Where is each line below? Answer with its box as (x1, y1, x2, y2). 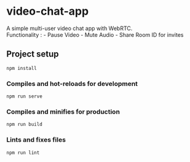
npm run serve (6, 93, 43, 99)
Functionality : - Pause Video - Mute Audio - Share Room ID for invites (6, 31, 184, 38)
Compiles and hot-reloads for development (6, 79, 138, 88)
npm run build (6, 121, 43, 128)
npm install (6, 65, 37, 71)
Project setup (6, 49, 60, 60)
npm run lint (6, 149, 40, 156)
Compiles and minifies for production (6, 107, 120, 116)
